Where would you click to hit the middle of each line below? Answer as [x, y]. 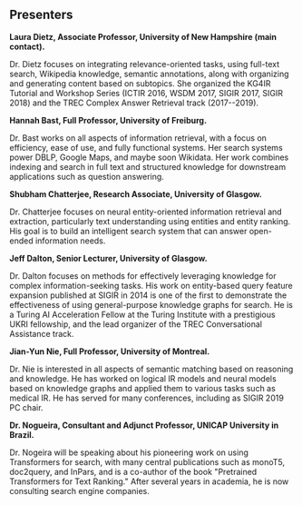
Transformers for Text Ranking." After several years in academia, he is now [149, 481]
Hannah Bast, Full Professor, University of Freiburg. [108, 120]
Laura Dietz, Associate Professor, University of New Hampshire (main [143, 36]
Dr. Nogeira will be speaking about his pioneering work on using [129, 452]
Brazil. [22, 434]
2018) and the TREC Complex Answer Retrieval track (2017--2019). [134, 103]
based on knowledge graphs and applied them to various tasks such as [143, 388]
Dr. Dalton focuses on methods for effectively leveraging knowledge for [143, 275]
